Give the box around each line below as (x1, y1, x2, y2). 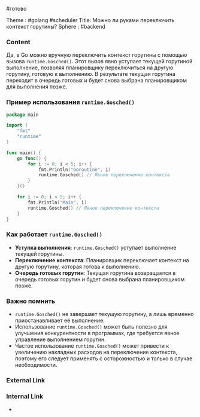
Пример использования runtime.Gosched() (6, 98, 135, 106)
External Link (6, 376, 46, 384)
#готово (6, 5, 27, 12)
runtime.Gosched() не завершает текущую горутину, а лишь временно (14, 311, 194, 318)
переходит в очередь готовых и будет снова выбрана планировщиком (6, 77, 187, 84)
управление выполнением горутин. (14, 336, 106, 343)
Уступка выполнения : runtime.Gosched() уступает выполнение (14, 244, 177, 251)
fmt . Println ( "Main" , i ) (28, 200, 87, 206)
